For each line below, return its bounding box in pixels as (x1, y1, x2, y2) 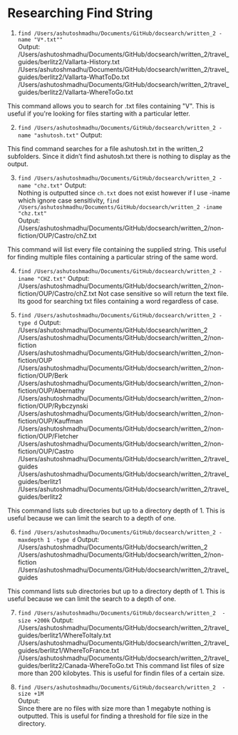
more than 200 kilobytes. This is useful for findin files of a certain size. (17, 669, 225, 677)
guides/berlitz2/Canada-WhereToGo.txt (17, 661, 134, 669)
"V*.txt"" (33, 36, 63, 43)
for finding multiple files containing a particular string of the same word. (7, 252, 219, 261)
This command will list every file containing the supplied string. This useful (7, 245, 227, 254)
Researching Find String (7, 5, 153, 21)
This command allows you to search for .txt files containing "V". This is (7, 101, 215, 110)
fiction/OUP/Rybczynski (17, 401, 88, 410)
